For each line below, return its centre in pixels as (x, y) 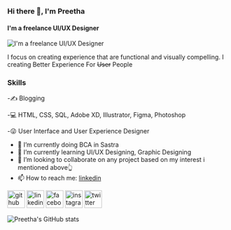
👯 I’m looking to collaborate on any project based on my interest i (111, 160)
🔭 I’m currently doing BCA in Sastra (68, 145)
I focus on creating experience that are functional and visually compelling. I (115, 57)
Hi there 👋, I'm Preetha (46, 11)
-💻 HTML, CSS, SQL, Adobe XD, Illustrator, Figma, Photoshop (97, 115)
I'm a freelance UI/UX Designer (53, 28)
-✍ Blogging (26, 98)
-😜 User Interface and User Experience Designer (78, 131)
